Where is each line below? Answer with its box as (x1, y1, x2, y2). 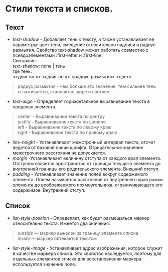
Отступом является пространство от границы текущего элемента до (12, 161, 161, 166)
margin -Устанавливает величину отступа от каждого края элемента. (12, 155, 161, 161)
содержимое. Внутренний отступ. (12, 187, 86, 193)
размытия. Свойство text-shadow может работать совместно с (12, 47, 149, 53)
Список (5, 202, 30, 210)
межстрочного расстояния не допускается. (12, 150, 106, 156)
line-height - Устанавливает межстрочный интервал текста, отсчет (12, 139, 155, 145)
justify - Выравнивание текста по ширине (17, 119, 106, 124)
